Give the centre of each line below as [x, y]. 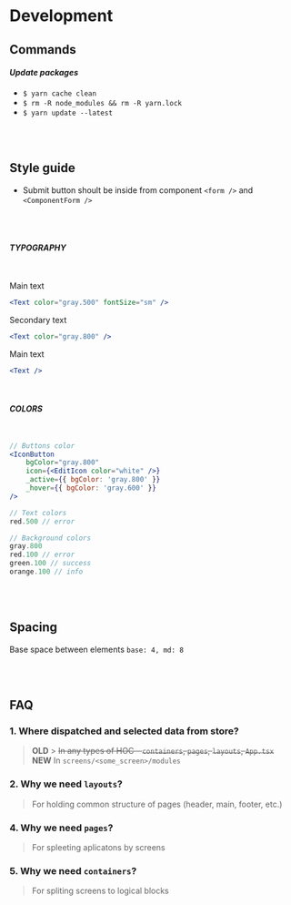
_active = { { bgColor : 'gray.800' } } [93, 480]
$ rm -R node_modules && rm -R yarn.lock [102, 103]
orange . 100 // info [46, 572]
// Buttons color [42, 446]
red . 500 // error [42, 521]
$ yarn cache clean [60, 93]
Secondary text [38, 320]
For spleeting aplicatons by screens [98, 847]
